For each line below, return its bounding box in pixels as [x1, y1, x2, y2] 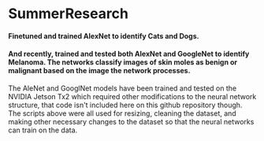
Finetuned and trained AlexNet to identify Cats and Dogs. [8, 31, 199, 40]
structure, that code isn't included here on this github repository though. [8, 100, 243, 109]
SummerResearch [8, 5, 128, 23]
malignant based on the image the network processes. [8, 66, 191, 76]
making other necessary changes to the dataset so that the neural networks [8, 117, 255, 126]
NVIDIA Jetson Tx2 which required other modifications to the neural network [8, 91, 257, 101]
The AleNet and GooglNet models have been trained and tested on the [8, 83, 237, 93]
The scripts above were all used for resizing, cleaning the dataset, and [8, 108, 236, 118]
